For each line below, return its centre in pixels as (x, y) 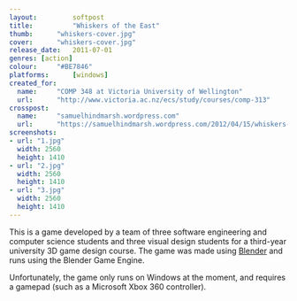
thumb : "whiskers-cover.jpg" (73, 34)
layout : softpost (57, 17)
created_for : (33, 83)
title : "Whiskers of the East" (85, 26)
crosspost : (29, 108)
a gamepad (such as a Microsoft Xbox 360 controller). (108, 286)
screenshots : (33, 133)
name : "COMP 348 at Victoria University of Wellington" (130, 91)
